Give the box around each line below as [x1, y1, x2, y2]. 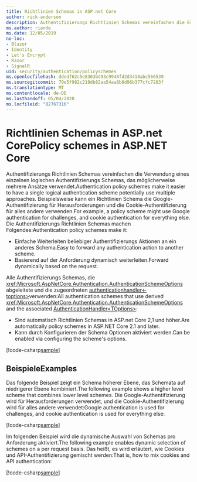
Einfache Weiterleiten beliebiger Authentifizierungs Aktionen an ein [14, 238, 177, 245]
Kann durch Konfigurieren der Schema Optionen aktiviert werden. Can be [14, 329, 191, 336]
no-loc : [6, 36, 25, 42]
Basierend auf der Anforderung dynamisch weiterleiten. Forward [14, 257, 169, 264]
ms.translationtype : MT [6, 85, 64, 91]
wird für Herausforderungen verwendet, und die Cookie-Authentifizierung [6, 398, 185, 405]
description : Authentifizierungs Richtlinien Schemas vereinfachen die [6, 19, 185, 25]
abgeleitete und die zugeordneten [6, 286, 88, 293]
